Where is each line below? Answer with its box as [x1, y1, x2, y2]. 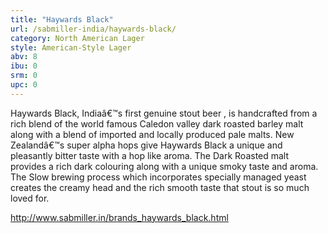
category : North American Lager [10, 33, 145, 43]
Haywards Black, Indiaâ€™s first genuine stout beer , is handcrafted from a [10, 107, 318, 119]
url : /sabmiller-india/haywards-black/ [10, 24, 177, 34]
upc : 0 [10, 80, 38, 90]
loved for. [10, 192, 50, 204]
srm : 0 [10, 71, 38, 81]
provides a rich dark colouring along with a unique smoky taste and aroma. [10, 160, 319, 172]
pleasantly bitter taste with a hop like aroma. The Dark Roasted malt [10, 149, 290, 161]
